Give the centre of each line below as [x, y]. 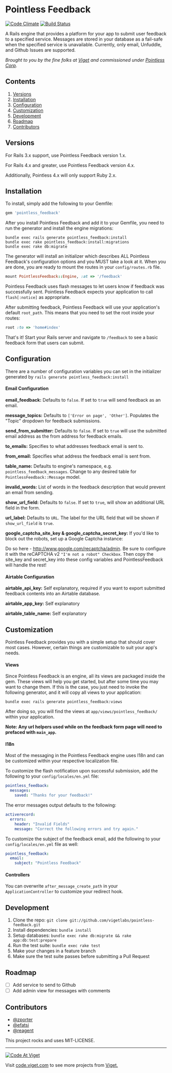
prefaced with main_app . [31, 732]
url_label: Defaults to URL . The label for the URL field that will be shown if [82, 518]
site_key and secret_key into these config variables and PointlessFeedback [84, 560]
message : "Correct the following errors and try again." [77, 829]
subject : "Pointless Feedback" [48, 863]
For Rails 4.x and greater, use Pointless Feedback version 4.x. [70, 165]
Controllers [18, 875]
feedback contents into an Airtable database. [53, 594]
